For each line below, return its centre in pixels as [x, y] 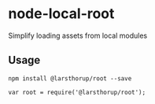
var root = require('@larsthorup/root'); [77, 92]
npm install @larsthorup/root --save [70, 78]
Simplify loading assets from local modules [78, 35]
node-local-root [61, 14]
